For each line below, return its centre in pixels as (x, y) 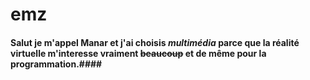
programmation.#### (56, 64)
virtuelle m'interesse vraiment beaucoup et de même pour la (138, 53)
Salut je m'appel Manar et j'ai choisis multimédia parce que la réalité (155, 42)
